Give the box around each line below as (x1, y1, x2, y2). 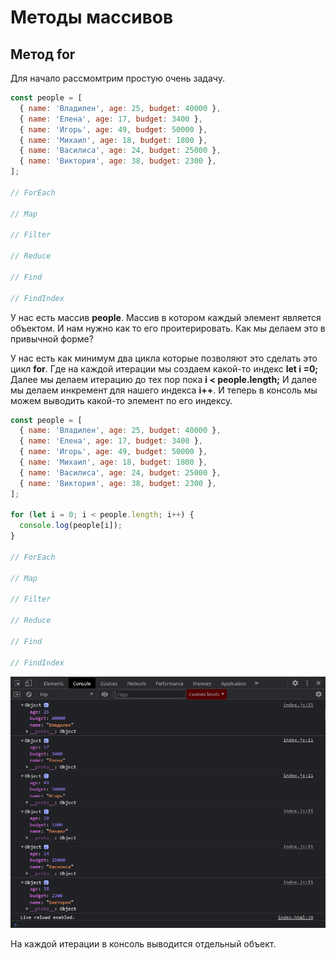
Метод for (10, 46, 76, 63)
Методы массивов (10, 6, 174, 29)
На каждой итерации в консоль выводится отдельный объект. (10, 938, 277, 950)
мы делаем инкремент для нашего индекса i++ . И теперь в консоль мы (10, 384, 318, 396)
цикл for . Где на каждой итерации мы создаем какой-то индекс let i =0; (10, 362, 319, 375)
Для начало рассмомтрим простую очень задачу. (10, 72, 225, 84)
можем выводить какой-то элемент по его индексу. (10, 394, 233, 406)
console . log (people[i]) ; (19, 521, 123, 531)
